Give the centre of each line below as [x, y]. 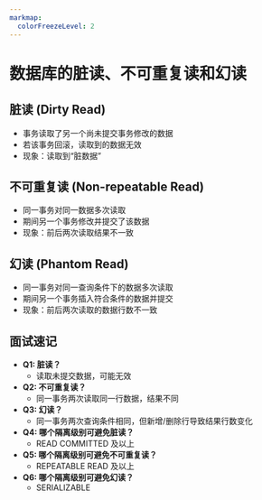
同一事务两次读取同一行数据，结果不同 [107, 398]
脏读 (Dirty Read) [58, 110]
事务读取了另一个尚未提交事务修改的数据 [98, 133]
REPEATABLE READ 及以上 [85, 466]
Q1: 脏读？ [42, 364]
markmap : [26, 18]
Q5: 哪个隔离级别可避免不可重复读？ [90, 454]
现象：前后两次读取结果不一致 [78, 233]
